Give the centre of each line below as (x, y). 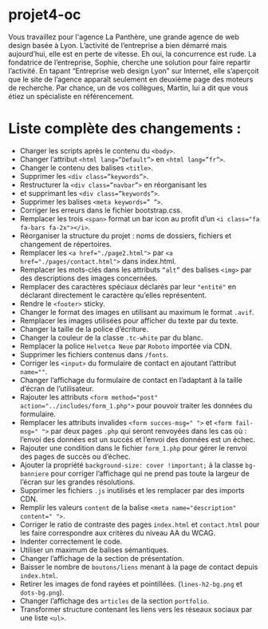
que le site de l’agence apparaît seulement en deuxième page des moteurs (131, 79)
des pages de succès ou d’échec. (75, 456)
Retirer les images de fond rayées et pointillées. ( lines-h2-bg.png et (131, 583)
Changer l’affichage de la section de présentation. (102, 558)
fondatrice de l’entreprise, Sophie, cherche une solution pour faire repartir (130, 62)
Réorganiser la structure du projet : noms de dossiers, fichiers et (126, 235)
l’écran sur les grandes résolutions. (77, 482)
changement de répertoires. (66, 244)
